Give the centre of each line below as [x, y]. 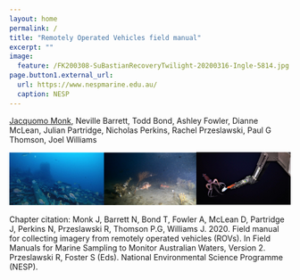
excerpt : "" [31, 47]
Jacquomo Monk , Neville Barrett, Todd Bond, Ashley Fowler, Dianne [134, 120]
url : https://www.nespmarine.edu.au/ [87, 85]
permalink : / [33, 28]
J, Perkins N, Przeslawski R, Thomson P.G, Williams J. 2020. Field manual [144, 228]
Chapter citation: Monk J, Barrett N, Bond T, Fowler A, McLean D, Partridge [147, 219]
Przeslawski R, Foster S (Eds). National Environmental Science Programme [146, 257]
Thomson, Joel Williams [53, 139]
